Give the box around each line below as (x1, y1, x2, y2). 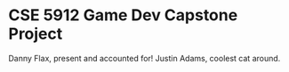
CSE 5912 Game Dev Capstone (8, 5, 238, 25)
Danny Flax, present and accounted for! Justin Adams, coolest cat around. (8, 53, 281, 63)
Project (8, 24, 63, 44)
